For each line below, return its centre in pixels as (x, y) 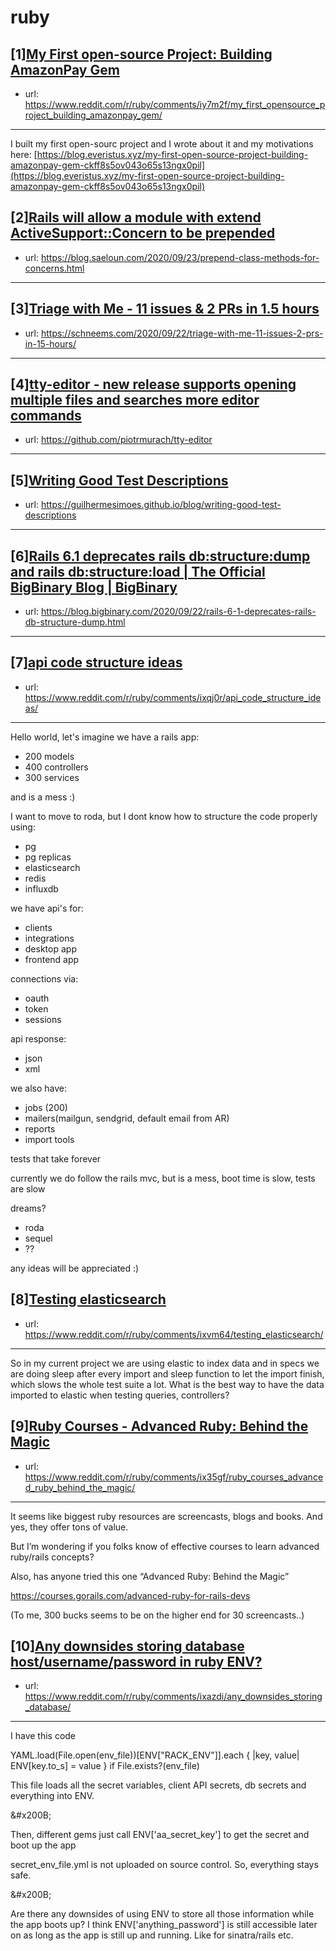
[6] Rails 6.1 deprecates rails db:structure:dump (160, 556)
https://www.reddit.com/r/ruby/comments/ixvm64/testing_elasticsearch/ (174, 1334)
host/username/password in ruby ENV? (136, 1661)
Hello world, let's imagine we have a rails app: (105, 737)
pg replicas (48, 857)
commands (46, 416)
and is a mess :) (43, 797)
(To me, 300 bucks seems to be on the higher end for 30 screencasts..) (157, 1615)
